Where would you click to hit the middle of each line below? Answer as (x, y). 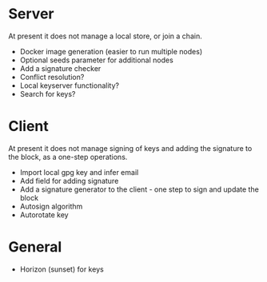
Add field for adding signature (69, 181)
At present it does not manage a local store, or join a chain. (105, 36)
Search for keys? (48, 93)
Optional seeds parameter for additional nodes (96, 60)
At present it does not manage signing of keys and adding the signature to (130, 148)
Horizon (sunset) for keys (62, 269)
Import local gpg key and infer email (79, 172)
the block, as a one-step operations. (68, 157)
